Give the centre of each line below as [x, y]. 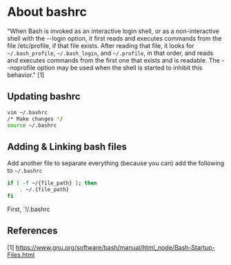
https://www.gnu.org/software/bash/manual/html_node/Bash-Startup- [115, 247]
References [32, 231]
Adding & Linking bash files [67, 146]
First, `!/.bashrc [29, 209]
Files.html [21, 255]
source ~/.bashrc [32, 125]
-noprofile [21, 67]
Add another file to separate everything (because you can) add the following [116, 163]
